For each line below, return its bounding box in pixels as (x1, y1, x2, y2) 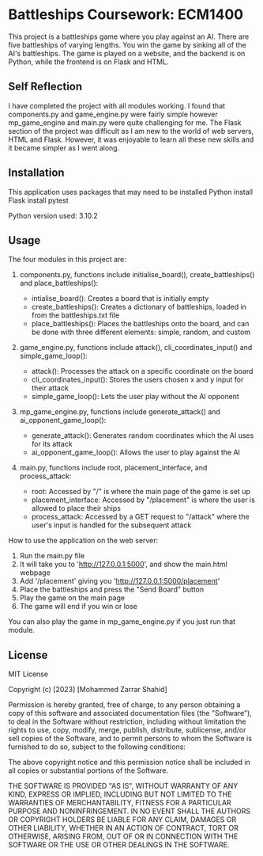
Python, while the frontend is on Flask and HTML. (8, 57, 169, 67)
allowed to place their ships (31, 504, 121, 513)
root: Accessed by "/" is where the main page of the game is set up (31, 487, 250, 496)
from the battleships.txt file (31, 310, 120, 320)
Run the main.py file (19, 551, 85, 561)
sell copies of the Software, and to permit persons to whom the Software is (8, 734, 253, 744)
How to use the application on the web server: (8, 536, 159, 546)
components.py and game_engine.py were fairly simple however (8, 109, 219, 119)
